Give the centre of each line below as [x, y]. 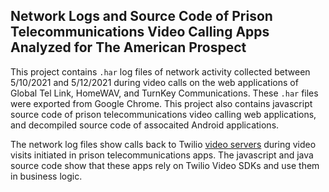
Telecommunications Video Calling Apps [140, 32]
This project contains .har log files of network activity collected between [160, 71]
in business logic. [46, 176]
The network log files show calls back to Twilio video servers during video [163, 144]
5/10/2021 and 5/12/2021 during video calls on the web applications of [154, 82]
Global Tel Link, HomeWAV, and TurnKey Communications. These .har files [164, 93]
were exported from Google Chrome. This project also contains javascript [161, 103]
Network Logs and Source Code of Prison [141, 16]
